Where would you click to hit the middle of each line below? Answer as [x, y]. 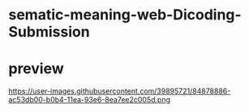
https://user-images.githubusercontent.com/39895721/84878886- [120, 91]
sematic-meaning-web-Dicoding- [125, 15]
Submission [49, 32]
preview [36, 69]
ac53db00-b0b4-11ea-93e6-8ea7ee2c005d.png [90, 100]
